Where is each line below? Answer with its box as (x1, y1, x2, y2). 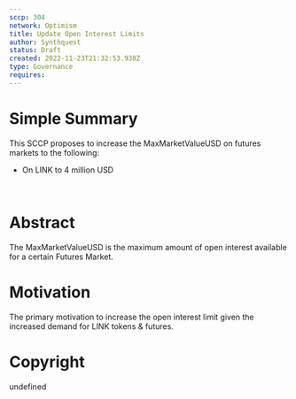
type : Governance (9, 63, 74, 72)
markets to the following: (9, 147, 100, 157)
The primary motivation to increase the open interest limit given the (9, 311, 254, 322)
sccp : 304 (9, 12, 46, 22)
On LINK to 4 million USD (21, 165, 113, 175)
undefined (9, 381, 47, 392)
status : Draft (9, 46, 62, 55)
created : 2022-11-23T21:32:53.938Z (9, 54, 141, 63)
